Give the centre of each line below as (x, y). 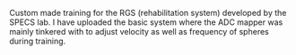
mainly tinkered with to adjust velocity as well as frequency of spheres (139, 31)
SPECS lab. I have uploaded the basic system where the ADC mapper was (146, 22)
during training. (38, 41)
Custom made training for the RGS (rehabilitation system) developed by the (148, 13)
